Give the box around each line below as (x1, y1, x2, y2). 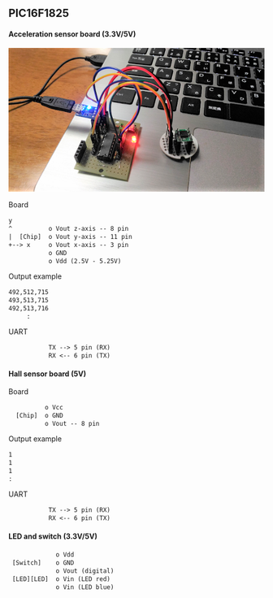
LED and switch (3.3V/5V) (8, 531, 97, 541)
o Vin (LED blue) (55, 583, 115, 591)
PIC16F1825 (8, 6, 70, 20)
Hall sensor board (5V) (8, 369, 87, 379)
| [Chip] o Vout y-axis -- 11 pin (8, 233, 132, 241)
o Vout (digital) (55, 566, 115, 575)
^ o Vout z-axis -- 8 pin (8, 225, 129, 233)
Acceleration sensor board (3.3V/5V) (8, 28, 136, 39)
